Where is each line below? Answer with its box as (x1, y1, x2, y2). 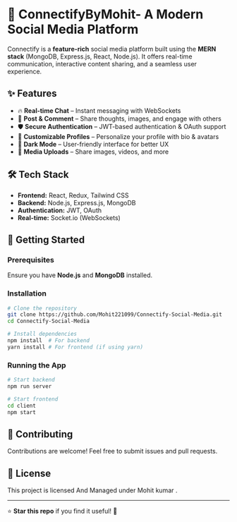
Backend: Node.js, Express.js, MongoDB (17, 198, 136, 207)
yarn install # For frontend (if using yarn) (7, 344, 143, 351)
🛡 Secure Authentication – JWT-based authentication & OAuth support (17, 122, 226, 130)
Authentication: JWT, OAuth (17, 206, 102, 214)
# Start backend (7, 377, 55, 384)
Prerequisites (7, 255, 54, 265)
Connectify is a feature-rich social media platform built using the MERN (7, 44, 217, 53)
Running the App (7, 360, 66, 370)
